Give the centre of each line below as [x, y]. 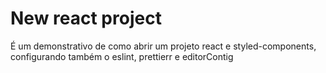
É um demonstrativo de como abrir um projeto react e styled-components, [163, 46]
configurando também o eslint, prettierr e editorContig [122, 56]
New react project [86, 18]
